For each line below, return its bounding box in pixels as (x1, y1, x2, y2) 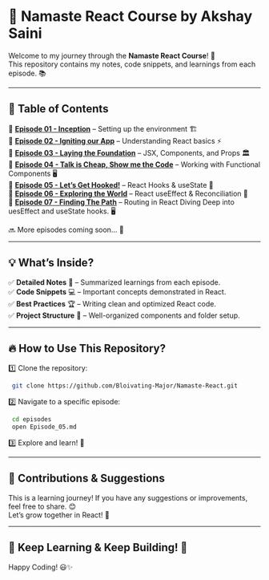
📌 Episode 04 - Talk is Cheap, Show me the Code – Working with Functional (8, 160, 261, 169)
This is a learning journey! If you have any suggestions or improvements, (8, 493, 248, 502)
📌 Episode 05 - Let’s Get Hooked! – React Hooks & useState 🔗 (8, 180, 214, 189)
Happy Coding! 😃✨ (8, 562, 74, 572)
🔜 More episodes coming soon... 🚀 (8, 225, 124, 234)
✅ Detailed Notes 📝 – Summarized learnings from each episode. (8, 277, 221, 287)
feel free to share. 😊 (8, 501, 76, 511)
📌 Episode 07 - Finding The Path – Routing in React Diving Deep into (8, 197, 235, 207)
